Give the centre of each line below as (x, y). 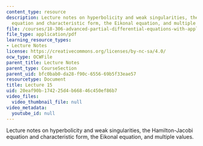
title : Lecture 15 (29, 85)
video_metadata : (27, 108)
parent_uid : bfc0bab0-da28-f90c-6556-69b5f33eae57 (71, 74)
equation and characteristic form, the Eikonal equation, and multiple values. (100, 137)
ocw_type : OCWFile (29, 57)
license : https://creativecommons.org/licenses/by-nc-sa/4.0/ (86, 51)
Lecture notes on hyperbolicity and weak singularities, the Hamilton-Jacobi (100, 130)
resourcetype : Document (36, 79)
